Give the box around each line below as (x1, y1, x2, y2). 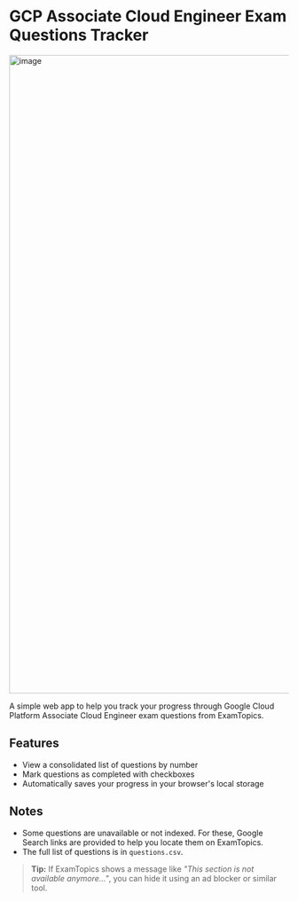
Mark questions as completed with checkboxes (21, 769, 195, 780)
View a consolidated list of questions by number (21, 759, 199, 770)
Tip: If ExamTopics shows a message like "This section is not (30, 863, 255, 874)
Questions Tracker (9, 25, 149, 45)
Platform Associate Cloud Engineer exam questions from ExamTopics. (9, 709, 264, 720)
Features (9, 736, 59, 751)
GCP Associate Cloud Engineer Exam (9, 6, 286, 27)
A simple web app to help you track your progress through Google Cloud (9, 701, 275, 711)
